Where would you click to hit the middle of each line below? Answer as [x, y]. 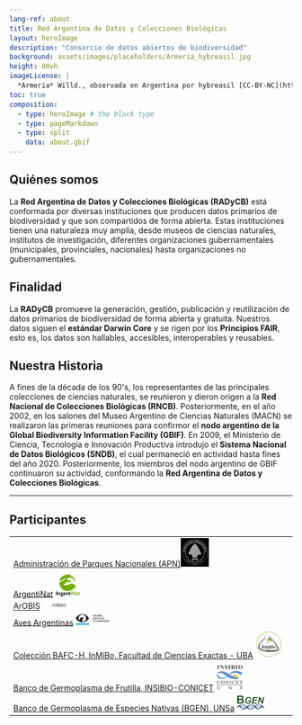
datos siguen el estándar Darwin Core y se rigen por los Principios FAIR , [145, 327]
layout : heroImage [44, 38]
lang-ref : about [40, 19]
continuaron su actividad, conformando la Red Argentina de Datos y [136, 473]
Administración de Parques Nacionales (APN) [97, 564]
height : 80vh [34, 67]
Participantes [48, 519]
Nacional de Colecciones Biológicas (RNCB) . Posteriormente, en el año [142, 407]
